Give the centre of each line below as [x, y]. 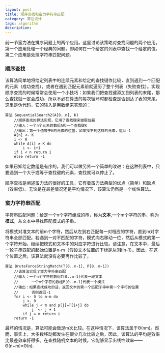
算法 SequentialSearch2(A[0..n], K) [42, 115]
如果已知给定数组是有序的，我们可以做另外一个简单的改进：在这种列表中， [80, 166]
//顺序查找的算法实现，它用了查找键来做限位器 [55, 120]
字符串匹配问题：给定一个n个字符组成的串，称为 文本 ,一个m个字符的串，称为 [82, 215]
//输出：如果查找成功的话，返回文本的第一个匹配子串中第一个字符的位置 [76, 287]
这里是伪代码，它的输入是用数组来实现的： [48, 105]
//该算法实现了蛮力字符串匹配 [40, 271]
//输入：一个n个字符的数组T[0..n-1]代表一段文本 [58, 277]
